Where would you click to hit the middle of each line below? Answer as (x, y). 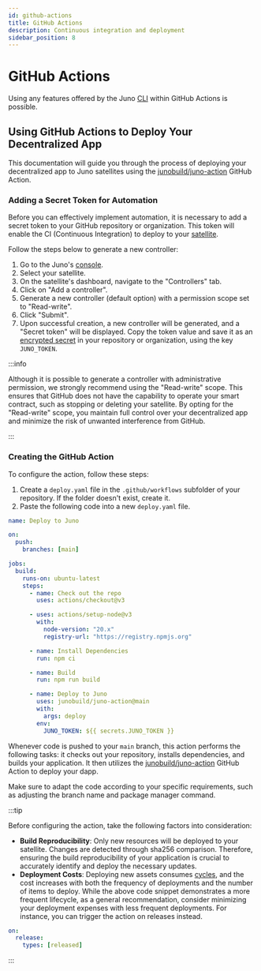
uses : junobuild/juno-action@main (93, 702)
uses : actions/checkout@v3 (81, 601)
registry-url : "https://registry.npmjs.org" (117, 636)
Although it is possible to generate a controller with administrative (115, 379)
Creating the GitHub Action (61, 457)
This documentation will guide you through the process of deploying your (127, 163)
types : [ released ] (52, 945)
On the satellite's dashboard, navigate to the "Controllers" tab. (121, 282)
